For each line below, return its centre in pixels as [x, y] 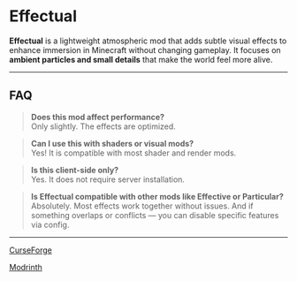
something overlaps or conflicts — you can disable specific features [155, 215]
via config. [50, 224]
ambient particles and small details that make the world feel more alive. [141, 59]
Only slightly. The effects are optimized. [103, 126]
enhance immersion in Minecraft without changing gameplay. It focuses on [145, 49]
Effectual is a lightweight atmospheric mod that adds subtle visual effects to [148, 41]
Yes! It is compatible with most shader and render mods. [133, 153]
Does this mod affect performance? [98, 117]
